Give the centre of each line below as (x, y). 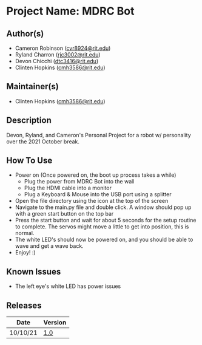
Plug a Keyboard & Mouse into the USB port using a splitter (98, 194)
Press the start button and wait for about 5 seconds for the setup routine (106, 220)
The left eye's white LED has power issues (68, 286)
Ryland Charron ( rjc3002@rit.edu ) (58, 55)
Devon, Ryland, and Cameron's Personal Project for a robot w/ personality (99, 135)
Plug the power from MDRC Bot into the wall (79, 182)
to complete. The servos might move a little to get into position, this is (102, 227)
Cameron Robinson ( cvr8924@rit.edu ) (63, 48)
